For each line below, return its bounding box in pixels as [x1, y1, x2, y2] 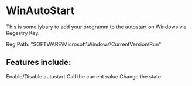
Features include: [6, 58, 71, 67]
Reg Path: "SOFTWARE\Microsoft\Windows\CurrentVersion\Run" [6, 41, 162, 48]
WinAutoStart [6, 4, 75, 17]
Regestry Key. [6, 29, 40, 36]
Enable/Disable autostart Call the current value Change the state [6, 73, 162, 80]
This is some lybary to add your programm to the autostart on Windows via [6, 23, 187, 30]
